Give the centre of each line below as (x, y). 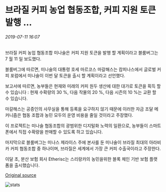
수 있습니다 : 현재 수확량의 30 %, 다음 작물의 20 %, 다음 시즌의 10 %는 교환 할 (81, 93)
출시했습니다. (27, 165)
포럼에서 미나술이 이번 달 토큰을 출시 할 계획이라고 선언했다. (68, 76)
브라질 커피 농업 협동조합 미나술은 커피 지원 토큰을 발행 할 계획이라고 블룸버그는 (82, 53)
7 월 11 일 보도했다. (23, 59)
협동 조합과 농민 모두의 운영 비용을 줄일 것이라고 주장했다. (78, 115)
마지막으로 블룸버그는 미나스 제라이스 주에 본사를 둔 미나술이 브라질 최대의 (77, 143)
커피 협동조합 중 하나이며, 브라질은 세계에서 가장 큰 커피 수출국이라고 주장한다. (85, 148)
